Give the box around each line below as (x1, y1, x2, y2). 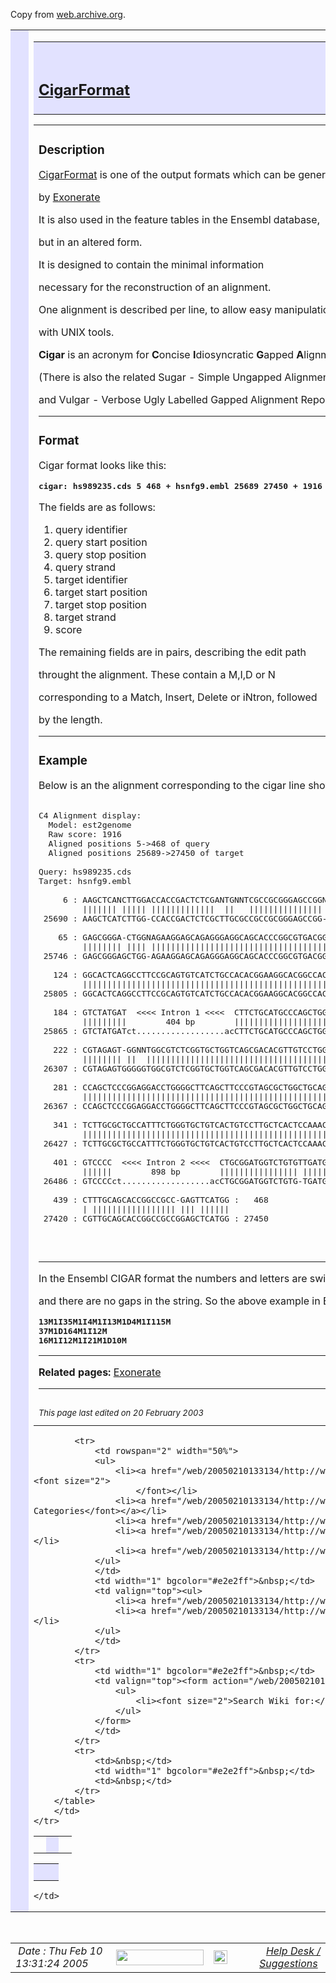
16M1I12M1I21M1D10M (38, 1335, 127, 1346)
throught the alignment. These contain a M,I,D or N (38, 668, 276, 682)
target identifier (55, 573, 128, 587)
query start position (55, 535, 148, 549)
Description (38, 142, 105, 158)
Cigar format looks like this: (38, 459, 167, 473)
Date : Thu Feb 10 (18, 1944, 103, 1958)
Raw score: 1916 (48, 829, 122, 840)
